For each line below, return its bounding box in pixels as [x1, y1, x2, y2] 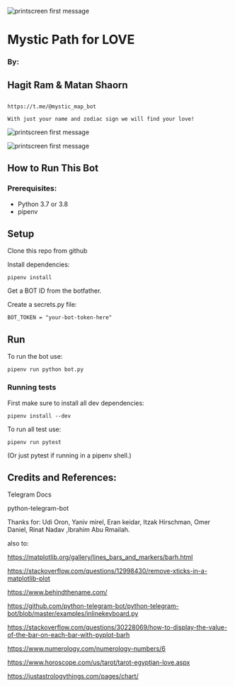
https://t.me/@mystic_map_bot [7, 103, 97, 110]
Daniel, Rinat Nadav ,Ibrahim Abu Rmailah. [7, 526, 130, 534]
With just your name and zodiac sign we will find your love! [7, 115, 195, 122]
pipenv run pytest [7, 438, 62, 445]
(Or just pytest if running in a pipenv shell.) [7, 451, 132, 460]
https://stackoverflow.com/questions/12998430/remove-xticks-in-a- [7, 567, 207, 575]
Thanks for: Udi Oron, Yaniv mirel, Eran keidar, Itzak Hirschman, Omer [7, 518, 211, 526]
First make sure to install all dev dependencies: [7, 399, 144, 407]
